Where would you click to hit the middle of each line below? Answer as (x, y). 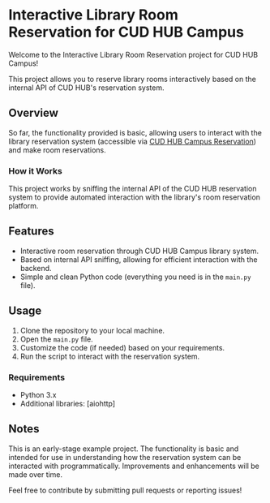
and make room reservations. (58, 150)
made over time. (36, 474)
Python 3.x (38, 394)
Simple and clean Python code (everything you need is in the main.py (135, 277)
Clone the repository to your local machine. (92, 330)
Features (31, 232)
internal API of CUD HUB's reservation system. (86, 88)
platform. (24, 206)
